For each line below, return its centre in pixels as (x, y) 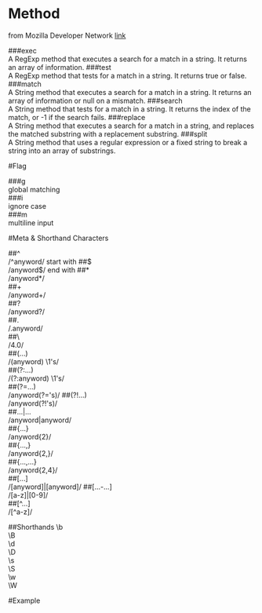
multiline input (31, 223)
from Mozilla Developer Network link (67, 35)
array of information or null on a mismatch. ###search (95, 100)
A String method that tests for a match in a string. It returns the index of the (129, 109)
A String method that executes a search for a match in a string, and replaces (131, 126)
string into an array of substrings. (62, 151)
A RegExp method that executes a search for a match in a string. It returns (127, 59)
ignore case (27, 206)
